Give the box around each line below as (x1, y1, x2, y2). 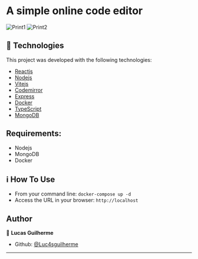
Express (14, 92, 35, 99)
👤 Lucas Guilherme (6, 230, 54, 237)
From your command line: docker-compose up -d (14, 190, 131, 198)
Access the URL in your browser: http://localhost (14, 197, 138, 204)
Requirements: (6, 128, 62, 139)
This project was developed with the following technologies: (6, 56, 152, 63)
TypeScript (14, 105, 42, 112)
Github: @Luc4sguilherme (14, 241, 78, 248)
